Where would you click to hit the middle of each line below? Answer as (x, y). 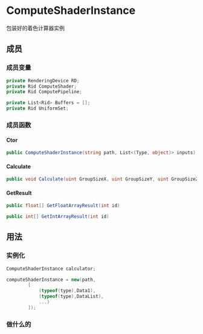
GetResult (19, 193)
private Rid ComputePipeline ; (44, 92)
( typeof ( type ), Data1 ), (67, 291)
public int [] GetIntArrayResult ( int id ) (58, 217)
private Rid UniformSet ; (37, 109)
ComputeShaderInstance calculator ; (51, 269)
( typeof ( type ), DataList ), (71, 296)
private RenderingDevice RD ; (43, 80)
